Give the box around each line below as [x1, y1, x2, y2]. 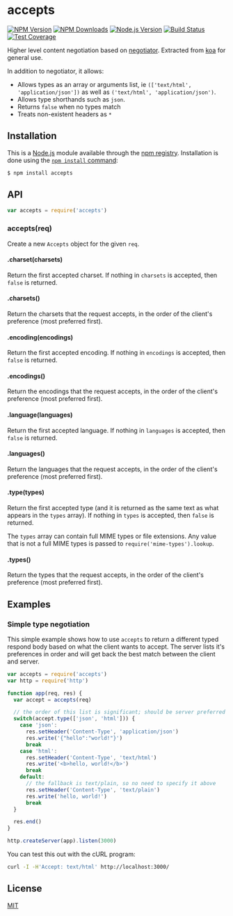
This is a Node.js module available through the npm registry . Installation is [7, 148, 219, 157]
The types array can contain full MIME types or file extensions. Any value [7, 532, 217, 541]
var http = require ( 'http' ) [7, 677, 89, 684]
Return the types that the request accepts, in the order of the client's [7, 571, 204, 579]
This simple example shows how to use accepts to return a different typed [7, 635, 219, 643]
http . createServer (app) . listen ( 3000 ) [7, 837, 117, 844]
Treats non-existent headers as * [17, 110, 113, 118]
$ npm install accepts [7, 169, 73, 176]
